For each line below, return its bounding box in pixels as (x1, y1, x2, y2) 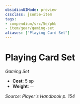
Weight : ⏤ (12, 83, 34, 89)
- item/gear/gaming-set (5, 26, 55, 31)
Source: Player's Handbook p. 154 (5, 93, 76, 99)
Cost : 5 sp (12, 78, 34, 84)
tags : (5, 16, 16, 21)
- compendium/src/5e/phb (5, 21, 57, 26)
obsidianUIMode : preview (5, 7, 57, 12)
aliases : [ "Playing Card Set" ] (5, 30, 70, 35)
